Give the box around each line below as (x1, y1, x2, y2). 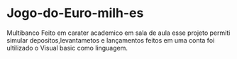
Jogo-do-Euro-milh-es (6, 5, 144, 21)
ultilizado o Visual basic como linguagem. (6, 43, 128, 52)
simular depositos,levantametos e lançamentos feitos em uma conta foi (6, 36, 215, 44)
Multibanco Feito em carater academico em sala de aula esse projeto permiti (6, 28, 231, 37)
